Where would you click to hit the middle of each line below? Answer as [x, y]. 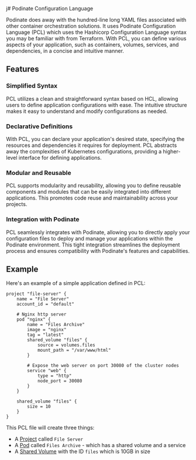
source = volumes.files [66, 345]
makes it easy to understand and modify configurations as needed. [87, 111]
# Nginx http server [42, 315]
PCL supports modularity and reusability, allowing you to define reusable [94, 186]
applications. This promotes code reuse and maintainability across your [92, 198]
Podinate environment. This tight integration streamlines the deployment [93, 245]
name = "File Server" [43, 299]
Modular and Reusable [39, 173]
